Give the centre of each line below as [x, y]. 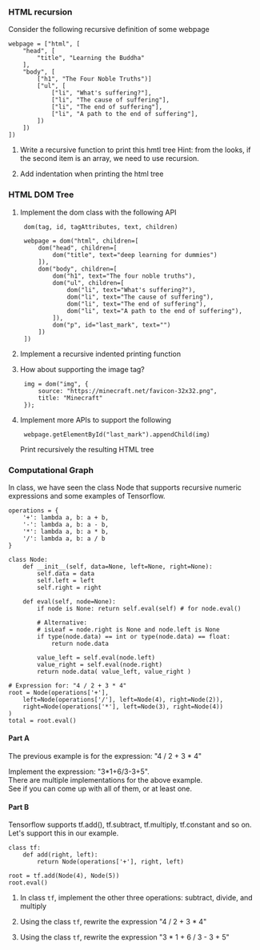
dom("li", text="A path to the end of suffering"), [154, 311]
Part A [19, 738]
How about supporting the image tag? [82, 369]
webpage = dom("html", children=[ [81, 241]
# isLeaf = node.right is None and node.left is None [128, 629]
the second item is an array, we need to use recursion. [110, 158]
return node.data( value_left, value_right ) [114, 671]
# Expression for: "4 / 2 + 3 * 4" [68, 685]
